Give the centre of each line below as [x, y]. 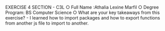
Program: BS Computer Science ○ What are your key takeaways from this [82, 12]
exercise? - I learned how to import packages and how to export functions [83, 18]
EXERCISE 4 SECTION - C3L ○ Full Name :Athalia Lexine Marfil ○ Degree [82, 7]
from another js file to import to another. [47, 23]
